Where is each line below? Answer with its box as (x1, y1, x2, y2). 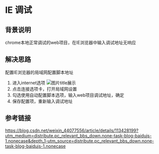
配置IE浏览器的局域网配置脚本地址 (5, 69, 74, 75)
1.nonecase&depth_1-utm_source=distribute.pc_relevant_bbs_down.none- (5, 138, 155, 144)
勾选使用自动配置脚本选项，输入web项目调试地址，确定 (12, 92, 124, 98)
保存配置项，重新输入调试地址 (12, 98, 73, 104)
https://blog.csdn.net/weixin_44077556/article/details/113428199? (5, 127, 139, 133)
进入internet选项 (12, 80, 46, 86)
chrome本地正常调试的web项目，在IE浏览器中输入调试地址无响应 (5, 40, 136, 45)
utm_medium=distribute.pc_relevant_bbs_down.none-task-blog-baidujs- (5, 132, 152, 138)
